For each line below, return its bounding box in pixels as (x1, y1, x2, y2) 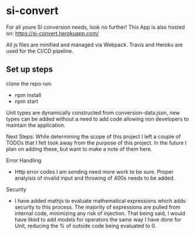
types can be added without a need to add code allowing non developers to (6, 115, 189, 122)
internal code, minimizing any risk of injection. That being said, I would (14, 210, 186, 217)
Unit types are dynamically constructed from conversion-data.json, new (6, 109, 180, 116)
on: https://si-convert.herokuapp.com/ (6, 29, 99, 36)
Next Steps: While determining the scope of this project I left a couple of (6, 133, 181, 140)
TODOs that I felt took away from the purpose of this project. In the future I (6, 139, 187, 146)
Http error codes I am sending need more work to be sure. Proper (14, 168, 174, 175)
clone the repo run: (6, 80, 53, 87)
